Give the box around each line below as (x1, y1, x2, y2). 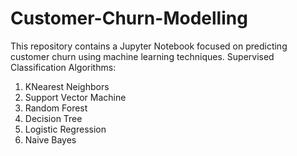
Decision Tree (24, 112, 83, 124)
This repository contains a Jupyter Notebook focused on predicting (10, 40, 288, 52)
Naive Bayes (24, 133, 77, 146)
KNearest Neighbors (24, 80, 110, 92)
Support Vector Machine (24, 91, 127, 103)
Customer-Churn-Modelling (10, 7, 248, 30)
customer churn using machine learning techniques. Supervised (10, 50, 275, 62)
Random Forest (24, 102, 88, 114)
